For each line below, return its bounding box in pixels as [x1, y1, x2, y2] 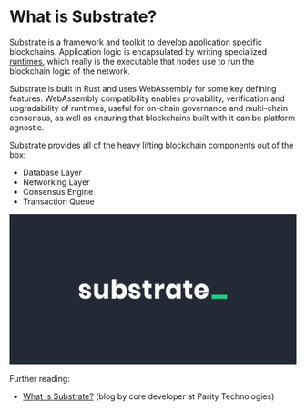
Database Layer [22, 167, 82, 178]
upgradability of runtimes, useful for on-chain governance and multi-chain [9, 102, 289, 113]
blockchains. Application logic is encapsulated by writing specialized [9, 46, 268, 57]
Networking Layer [22, 176, 90, 188]
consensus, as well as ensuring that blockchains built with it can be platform [9, 112, 296, 123]
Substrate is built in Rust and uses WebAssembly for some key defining [9, 83, 277, 94]
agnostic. [9, 121, 45, 133]
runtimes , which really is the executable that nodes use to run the [9, 56, 255, 67]
